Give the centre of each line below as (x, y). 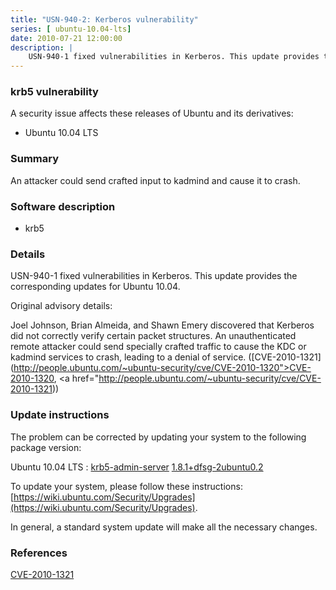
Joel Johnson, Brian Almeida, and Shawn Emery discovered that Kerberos (162, 325)
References (39, 553)
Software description (63, 206)
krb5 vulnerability (54, 92)
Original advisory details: (61, 306)
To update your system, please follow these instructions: (126, 486)
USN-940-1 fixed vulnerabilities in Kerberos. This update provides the (154, 276)
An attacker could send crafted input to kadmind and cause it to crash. (155, 180)
